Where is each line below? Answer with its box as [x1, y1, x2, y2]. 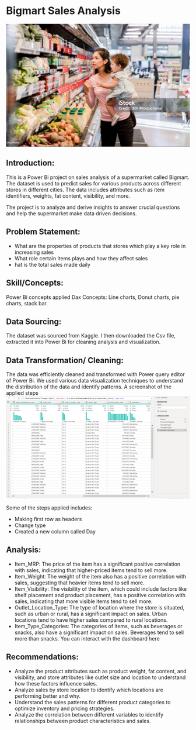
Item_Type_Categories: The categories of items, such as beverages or [14, 622, 183, 629]
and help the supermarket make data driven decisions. [6, 209, 137, 217]
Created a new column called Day [14, 528, 96, 535]
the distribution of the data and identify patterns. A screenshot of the [6, 383, 172, 390]
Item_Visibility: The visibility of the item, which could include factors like [14, 585, 187, 592]
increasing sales [14, 249, 54, 256]
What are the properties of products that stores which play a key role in [14, 242, 186, 249]
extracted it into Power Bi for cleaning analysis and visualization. [6, 338, 161, 346]
